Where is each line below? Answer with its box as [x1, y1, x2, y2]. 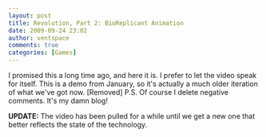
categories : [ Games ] [8, 49, 77, 57]
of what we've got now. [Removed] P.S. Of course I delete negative [8, 88, 229, 96]
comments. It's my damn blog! [8, 96, 108, 105]
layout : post [8, 11, 52, 20]
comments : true [8, 41, 59, 49]
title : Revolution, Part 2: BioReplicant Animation [8, 19, 184, 27]
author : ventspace [8, 33, 69, 42]
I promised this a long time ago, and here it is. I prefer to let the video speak [8, 71, 257, 80]
